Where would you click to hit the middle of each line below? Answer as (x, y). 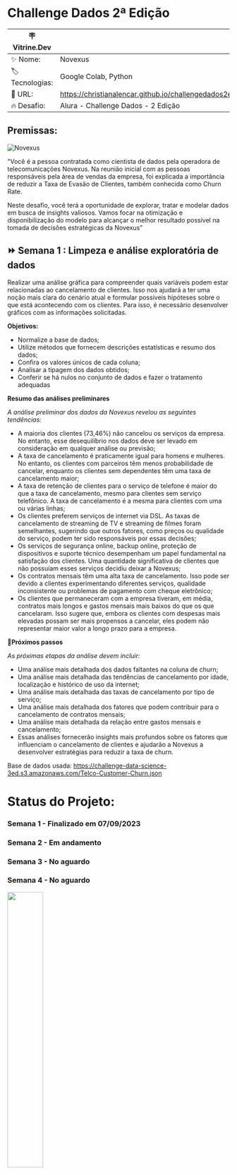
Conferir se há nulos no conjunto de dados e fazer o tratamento (110, 377)
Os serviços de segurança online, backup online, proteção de (107, 546)
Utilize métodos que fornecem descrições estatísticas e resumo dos (116, 347)
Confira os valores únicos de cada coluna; (79, 362)
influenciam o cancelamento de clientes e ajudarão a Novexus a (110, 744)
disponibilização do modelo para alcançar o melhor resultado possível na (114, 220)
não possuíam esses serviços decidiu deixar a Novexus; (99, 568)
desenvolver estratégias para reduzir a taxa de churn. (96, 752)
